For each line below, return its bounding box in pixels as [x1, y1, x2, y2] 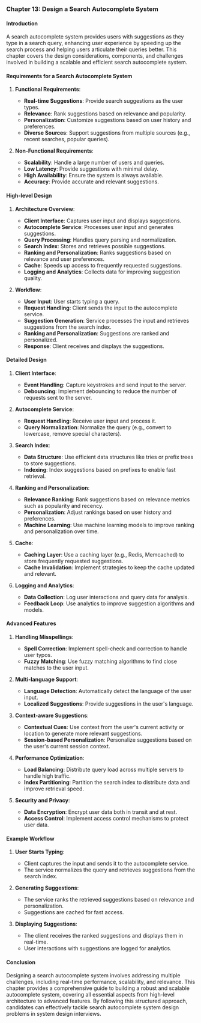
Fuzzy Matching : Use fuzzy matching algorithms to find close [23, 658, 177, 665]
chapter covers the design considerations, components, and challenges [6, 52, 184, 60]
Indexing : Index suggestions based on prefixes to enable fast [23, 466, 176, 473]
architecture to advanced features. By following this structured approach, [6, 997, 188, 1005]
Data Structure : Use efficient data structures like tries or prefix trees [23, 453, 194, 460]
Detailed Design [6, 356, 47, 364]
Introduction [6, 20, 38, 27]
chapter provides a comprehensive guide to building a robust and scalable [6, 985, 190, 992]
